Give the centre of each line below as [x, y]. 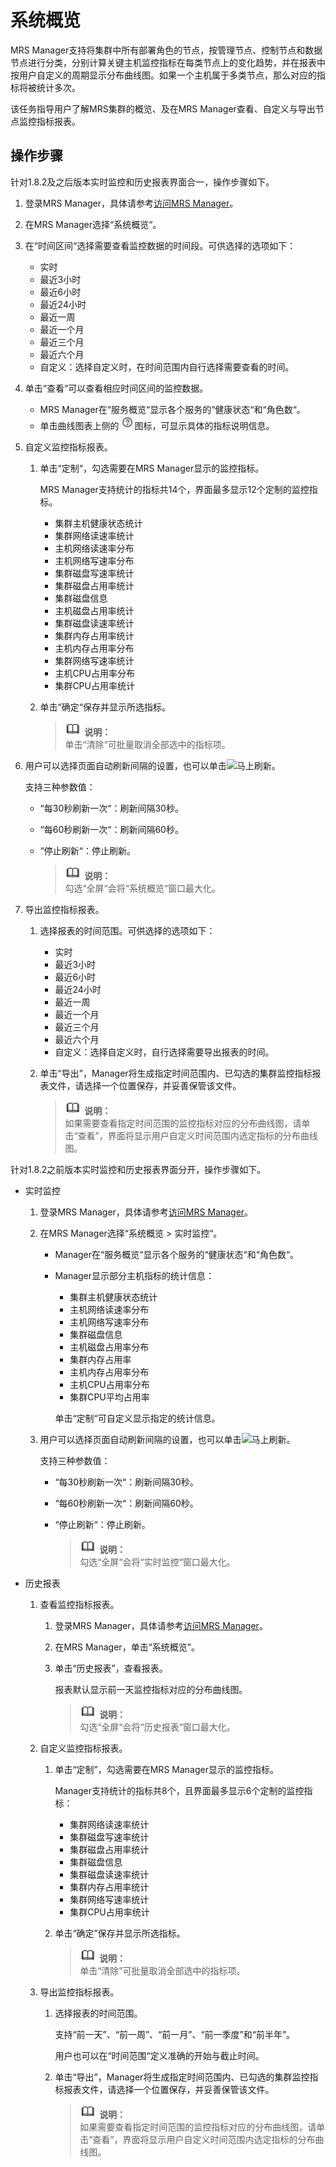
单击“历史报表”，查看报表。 [111, 1668]
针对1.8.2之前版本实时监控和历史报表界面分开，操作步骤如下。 [138, 1169]
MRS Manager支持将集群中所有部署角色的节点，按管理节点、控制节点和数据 [166, 50]
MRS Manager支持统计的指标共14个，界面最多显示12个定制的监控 [174, 489]
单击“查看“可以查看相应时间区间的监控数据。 [116, 388]
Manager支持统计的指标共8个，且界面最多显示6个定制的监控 [179, 1790]
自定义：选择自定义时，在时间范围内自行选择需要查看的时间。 [167, 367]
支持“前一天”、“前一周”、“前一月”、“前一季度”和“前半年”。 [175, 2034]
